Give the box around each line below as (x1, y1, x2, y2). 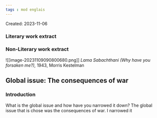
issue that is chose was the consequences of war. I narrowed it (5, 107, 132, 113)
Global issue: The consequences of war (5, 76, 129, 85)
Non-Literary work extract (5, 46, 69, 53)
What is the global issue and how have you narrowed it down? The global (5, 102, 153, 108)
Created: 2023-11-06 (5, 21, 48, 26)
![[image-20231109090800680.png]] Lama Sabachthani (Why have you (5, 57, 151, 63)
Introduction (5, 91, 36, 98)
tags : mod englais (5, 7, 45, 12)
